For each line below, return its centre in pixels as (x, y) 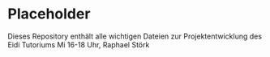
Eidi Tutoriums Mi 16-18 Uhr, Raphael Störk (79, 44)
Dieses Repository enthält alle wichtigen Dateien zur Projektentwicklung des (135, 36)
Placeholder (49, 14)
